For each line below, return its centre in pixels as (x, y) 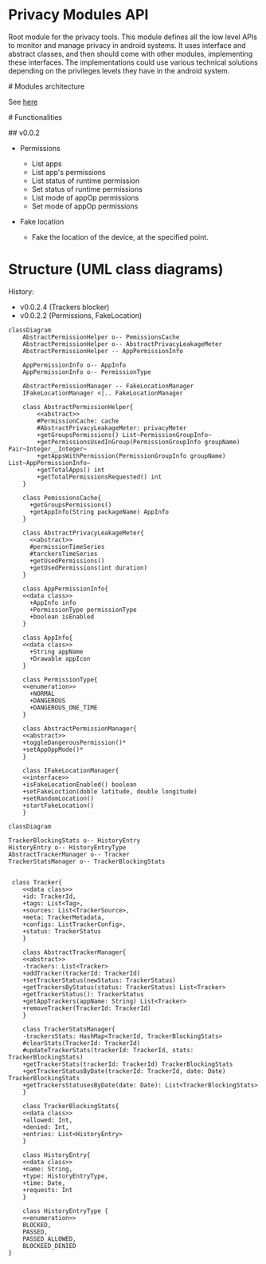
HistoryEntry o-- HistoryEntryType (67, 847)
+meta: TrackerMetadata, (64, 917)
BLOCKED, (37, 1225)
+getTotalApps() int (71, 470)
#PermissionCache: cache (78, 421)
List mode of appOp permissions (85, 197)
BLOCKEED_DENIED (50, 1246)
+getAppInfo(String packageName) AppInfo (99, 512)
